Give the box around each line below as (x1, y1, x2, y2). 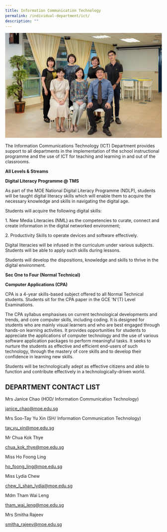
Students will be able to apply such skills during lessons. (5, 247, 121, 253)
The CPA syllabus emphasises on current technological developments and (5, 311, 158, 317)
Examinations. (5, 302, 34, 308)
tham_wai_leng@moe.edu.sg (5, 502, 64, 508)
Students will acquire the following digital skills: (5, 208, 102, 213)
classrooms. (5, 158, 30, 164)
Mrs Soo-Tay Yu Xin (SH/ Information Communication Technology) (5, 416, 142, 422)
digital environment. (5, 262, 46, 268)
